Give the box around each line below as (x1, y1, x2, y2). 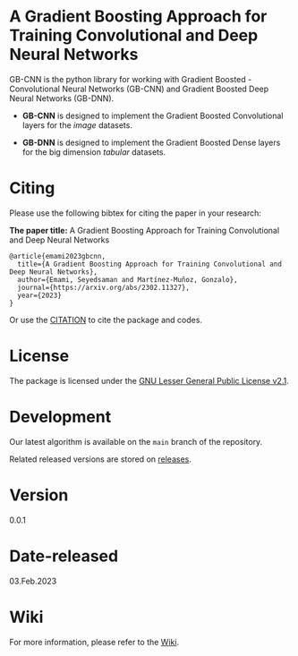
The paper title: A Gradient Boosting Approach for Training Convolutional (9, 225, 280, 235)
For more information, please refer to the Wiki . (9, 636, 180, 647)
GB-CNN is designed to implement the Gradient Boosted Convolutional (21, 110, 284, 121)
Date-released (9, 546, 119, 566)
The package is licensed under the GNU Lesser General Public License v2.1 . (9, 375, 289, 386)
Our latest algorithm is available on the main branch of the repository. (9, 436, 263, 447)
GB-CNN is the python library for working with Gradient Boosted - (9, 73, 252, 84)
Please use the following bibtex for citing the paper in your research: (9, 208, 262, 218)
